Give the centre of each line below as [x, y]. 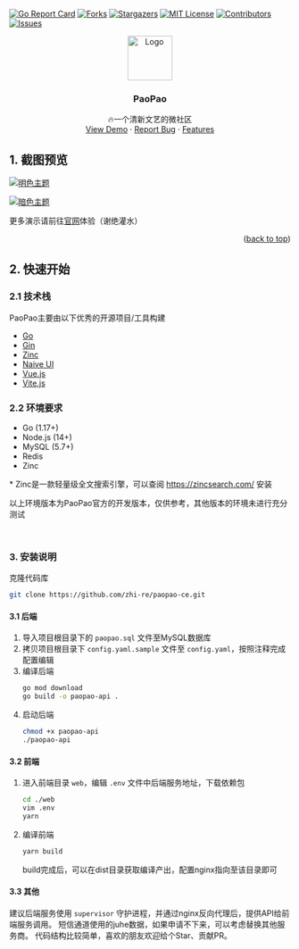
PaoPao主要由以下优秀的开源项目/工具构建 [87, 318]
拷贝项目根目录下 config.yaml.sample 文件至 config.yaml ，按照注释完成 [154, 649]
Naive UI [38, 364]
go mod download [52, 688]
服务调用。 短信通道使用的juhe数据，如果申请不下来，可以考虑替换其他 [147, 924]
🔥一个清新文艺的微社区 [150, 120]
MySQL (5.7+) [48, 447]
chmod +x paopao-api [60, 732]
